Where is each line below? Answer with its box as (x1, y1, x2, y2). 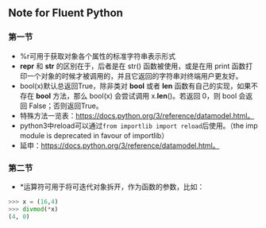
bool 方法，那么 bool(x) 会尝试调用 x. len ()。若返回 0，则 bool (35, 91, 237, 100)
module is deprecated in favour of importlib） (19, 130, 169, 140)
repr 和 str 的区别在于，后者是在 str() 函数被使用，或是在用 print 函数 (19, 61, 246, 71)
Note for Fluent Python (8, 6, 123, 20)
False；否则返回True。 (29, 101, 103, 110)
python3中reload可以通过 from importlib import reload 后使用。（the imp (19, 121, 258, 130)
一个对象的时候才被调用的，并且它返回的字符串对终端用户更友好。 (26, 71, 243, 80)
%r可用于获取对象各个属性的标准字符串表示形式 (19, 51, 176, 60)
